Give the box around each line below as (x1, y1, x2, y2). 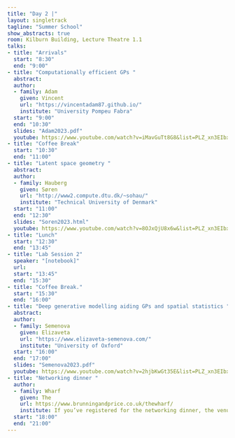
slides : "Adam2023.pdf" (13, 127, 83, 134)
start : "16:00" (13, 348, 58, 355)
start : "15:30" (13, 290, 58, 297)
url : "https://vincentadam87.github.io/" (20, 101, 142, 108)
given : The (20, 394, 52, 401)
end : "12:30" (13, 212, 52, 219)
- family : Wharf (13, 388, 61, 395)
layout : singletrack (7, 17, 68, 24)
